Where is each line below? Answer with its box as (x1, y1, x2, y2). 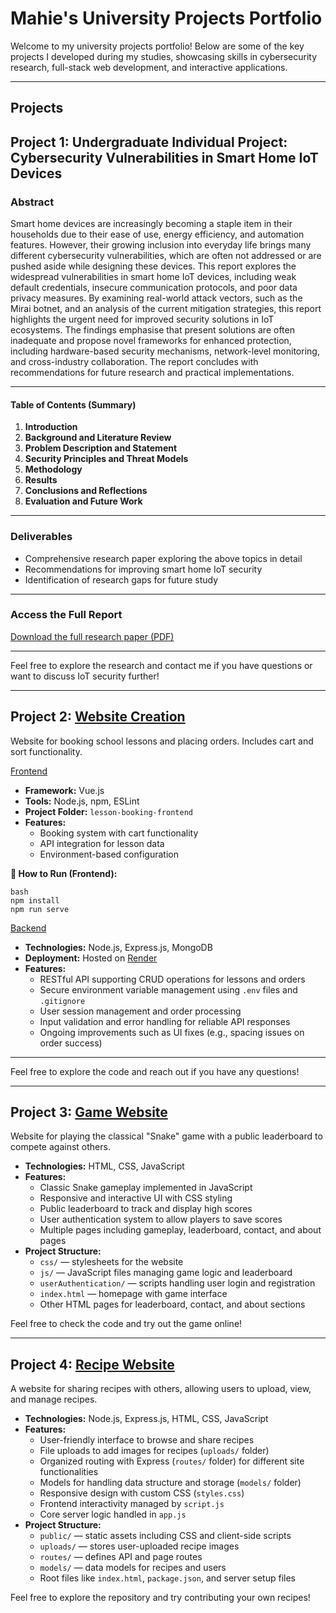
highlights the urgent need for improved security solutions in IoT (10, 313, 275, 326)
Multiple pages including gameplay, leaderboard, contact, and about (39, 1224, 322, 1236)
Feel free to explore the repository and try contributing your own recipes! (10, 1592, 311, 1604)
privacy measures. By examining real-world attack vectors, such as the (10, 292, 303, 304)
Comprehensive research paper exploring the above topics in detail (24, 552, 303, 564)
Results (24, 474, 58, 486)
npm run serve (10, 904, 70, 914)
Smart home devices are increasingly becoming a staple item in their (10, 218, 293, 230)
